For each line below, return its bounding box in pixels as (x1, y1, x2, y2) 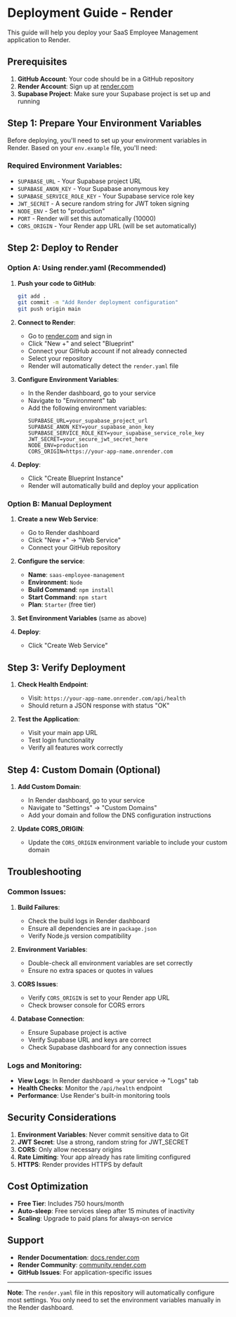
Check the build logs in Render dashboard (27, 916, 150, 925)
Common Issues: (7, 887, 67, 896)
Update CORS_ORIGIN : (17, 825, 85, 833)
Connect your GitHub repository (27, 543, 121, 552)
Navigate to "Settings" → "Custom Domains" (27, 804, 157, 812)
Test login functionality (27, 736, 95, 745)
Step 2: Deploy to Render (7, 242, 119, 254)
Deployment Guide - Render (7, 5, 173, 21)
